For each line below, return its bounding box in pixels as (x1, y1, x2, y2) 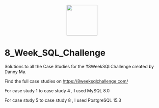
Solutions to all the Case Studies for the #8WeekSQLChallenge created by (4, 63, 154, 69)
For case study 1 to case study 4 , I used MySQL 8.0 (4, 87, 110, 93)
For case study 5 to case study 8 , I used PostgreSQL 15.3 (4, 97, 121, 103)
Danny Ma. (4, 69, 26, 75)
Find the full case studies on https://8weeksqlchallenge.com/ (4, 78, 128, 84)
